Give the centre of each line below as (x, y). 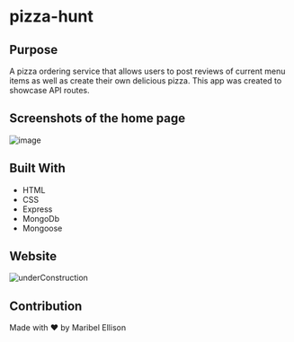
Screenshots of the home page (98, 118)
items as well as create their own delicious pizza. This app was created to (146, 81)
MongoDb (41, 218)
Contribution (46, 306)
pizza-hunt (52, 17)
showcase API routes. (49, 90)
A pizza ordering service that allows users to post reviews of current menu (147, 71)
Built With (37, 168)
